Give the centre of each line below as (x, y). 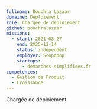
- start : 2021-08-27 (37, 39)
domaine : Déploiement (33, 17)
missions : (18, 34)
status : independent (42, 50)
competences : (22, 72)
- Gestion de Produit (38, 77)
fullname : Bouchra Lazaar (38, 11)
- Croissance (28, 83)
